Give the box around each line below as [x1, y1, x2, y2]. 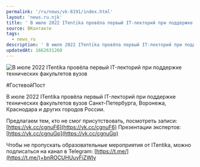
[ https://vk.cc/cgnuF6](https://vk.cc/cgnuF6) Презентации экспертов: [6, 123, 182, 131]
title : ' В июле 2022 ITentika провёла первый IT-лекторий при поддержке [6, 20, 193, 26]
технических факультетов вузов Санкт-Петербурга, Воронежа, [6, 99, 167, 106]
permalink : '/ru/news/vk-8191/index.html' [6, 8, 113, 15]
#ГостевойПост [6, 81, 46, 89]
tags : [6, 31, 20, 37]
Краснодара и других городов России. [6, 105, 105, 113]
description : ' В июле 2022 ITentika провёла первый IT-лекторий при [6, 42, 183, 48]
